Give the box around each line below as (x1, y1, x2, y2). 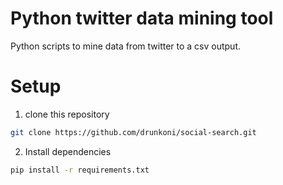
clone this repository (24, 108, 110, 120)
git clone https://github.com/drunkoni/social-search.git (10, 127, 257, 137)
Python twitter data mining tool (10, 7, 274, 30)
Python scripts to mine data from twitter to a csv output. (10, 40, 242, 52)
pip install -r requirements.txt (10, 165, 150, 175)
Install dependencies (24, 145, 112, 157)
